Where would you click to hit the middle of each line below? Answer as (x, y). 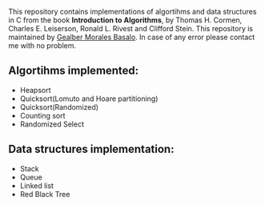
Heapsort (35, 90)
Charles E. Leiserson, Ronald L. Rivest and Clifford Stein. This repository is (131, 28)
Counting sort (42, 115)
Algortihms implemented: (74, 71)
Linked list (37, 185)
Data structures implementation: (91, 149)
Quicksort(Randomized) (59, 107)
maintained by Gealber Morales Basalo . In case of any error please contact (132, 37)
